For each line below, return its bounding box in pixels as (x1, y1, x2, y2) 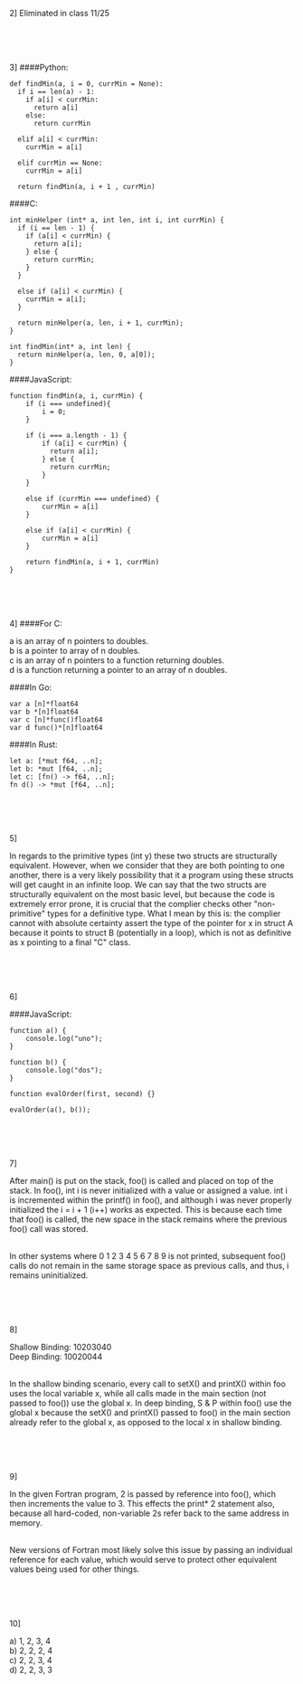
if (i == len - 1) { (17, 223, 95, 232)
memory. (9, 1518, 43, 1528)
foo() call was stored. (9, 1224, 89, 1234)
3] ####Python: (9, 62, 69, 72)
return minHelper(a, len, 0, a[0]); (17, 350, 156, 359)
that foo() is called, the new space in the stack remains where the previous (9, 1214, 288, 1225)
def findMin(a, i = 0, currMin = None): (9, 80, 165, 89)
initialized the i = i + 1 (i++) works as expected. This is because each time (9, 1205, 283, 1215)
